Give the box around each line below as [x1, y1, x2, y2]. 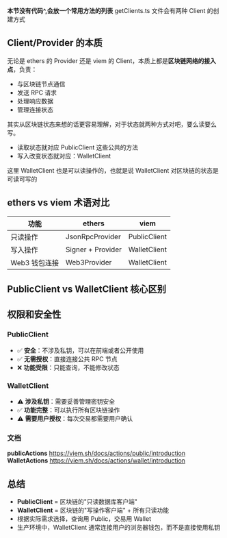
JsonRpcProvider [65, 232, 121, 241]
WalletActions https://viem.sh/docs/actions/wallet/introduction [7, 456, 186, 465]
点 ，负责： [7, 65, 38, 73]
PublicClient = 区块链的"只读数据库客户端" [16, 498, 138, 506]
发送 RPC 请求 [16, 88, 57, 97]
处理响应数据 [16, 97, 53, 105]
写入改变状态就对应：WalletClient [16, 151, 111, 160]
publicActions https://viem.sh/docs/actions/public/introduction [7, 449, 186, 458]
